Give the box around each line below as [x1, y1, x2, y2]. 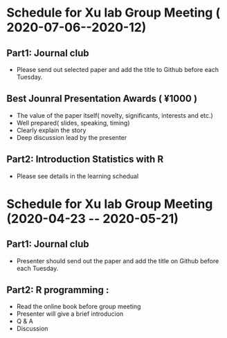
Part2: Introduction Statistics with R [6, 154, 164, 166]
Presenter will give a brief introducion [16, 310, 124, 318]
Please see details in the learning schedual [16, 172, 139, 180]
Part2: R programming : [6, 284, 109, 296]
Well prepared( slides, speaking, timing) [16, 118, 130, 127]
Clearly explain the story [16, 126, 87, 134]
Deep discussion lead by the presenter [16, 133, 127, 141]
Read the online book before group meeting [16, 303, 141, 311]
